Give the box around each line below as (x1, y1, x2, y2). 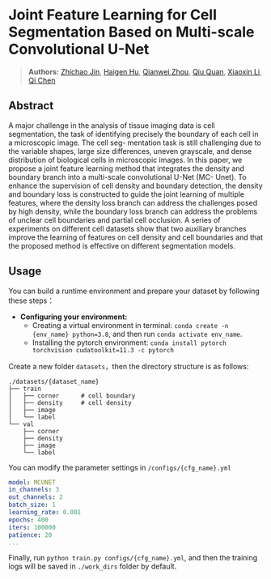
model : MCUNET (8, 478, 57, 487)
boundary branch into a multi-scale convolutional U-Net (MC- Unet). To (8, 172, 247, 181)
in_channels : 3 (8, 486, 60, 494)
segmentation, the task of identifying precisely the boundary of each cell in (8, 129, 259, 138)
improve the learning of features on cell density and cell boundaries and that (8, 232, 263, 242)
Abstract (8, 99, 54, 113)
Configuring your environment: (19, 312, 128, 321)
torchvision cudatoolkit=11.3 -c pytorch (32, 346, 174, 354)
